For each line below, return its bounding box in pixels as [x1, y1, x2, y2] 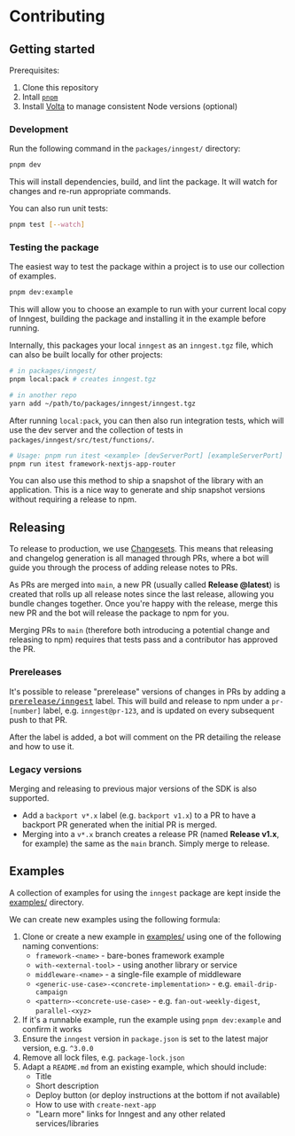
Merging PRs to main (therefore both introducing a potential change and [9, 625, 270, 636]
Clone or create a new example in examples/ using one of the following [21, 931, 282, 942]
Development [9, 122, 69, 135]
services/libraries [35, 1117, 99, 1128]
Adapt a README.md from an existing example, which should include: [21, 1062, 268, 1072]
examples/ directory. [9, 897, 84, 907]
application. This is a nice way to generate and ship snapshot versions [9, 485, 266, 496]
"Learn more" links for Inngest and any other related [35, 1109, 226, 1119]
